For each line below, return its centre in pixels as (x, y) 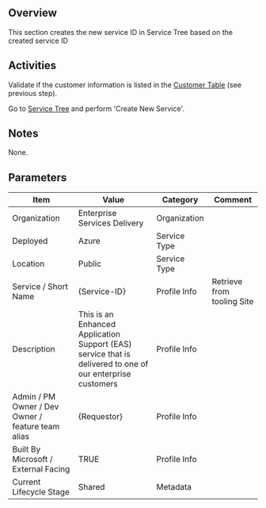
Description (34, 349)
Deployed (30, 241)
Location (28, 264)
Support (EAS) (105, 344)
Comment (232, 200)
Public (89, 264)
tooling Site (233, 302)
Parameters (38, 177)
